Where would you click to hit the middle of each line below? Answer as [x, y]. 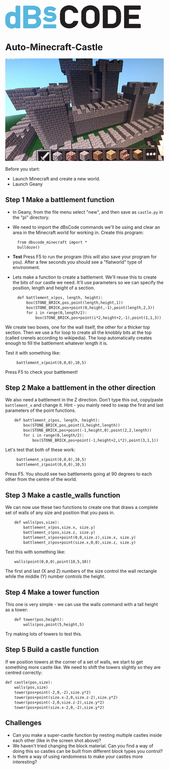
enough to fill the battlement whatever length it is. [57, 343]
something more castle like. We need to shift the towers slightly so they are [83, 667]
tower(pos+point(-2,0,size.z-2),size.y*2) [59, 702]
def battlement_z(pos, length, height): [57, 420]
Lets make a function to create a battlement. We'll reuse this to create [84, 277]
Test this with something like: [35, 552]
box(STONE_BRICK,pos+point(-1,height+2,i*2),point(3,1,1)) [95, 441]
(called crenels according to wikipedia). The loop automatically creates [79, 337]
